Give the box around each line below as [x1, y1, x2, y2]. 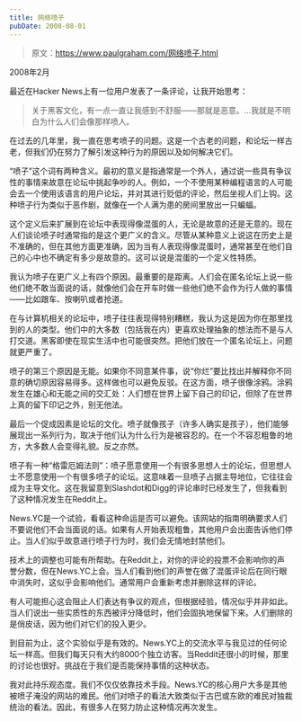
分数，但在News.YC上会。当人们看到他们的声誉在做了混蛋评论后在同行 [16, 565, 280, 576]
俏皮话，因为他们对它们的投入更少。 [16, 618, 151, 629]
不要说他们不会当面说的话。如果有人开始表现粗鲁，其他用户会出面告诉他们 [9, 523, 285, 535]
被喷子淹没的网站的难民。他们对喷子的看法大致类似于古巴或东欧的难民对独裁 [9, 690, 293, 701]
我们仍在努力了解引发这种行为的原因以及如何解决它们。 [32, 146, 238, 157]
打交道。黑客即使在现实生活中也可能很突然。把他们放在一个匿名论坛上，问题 [9, 334, 293, 346]
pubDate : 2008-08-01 [9, 22, 87, 31]
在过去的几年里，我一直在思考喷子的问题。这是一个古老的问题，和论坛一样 [9, 135, 285, 146]
